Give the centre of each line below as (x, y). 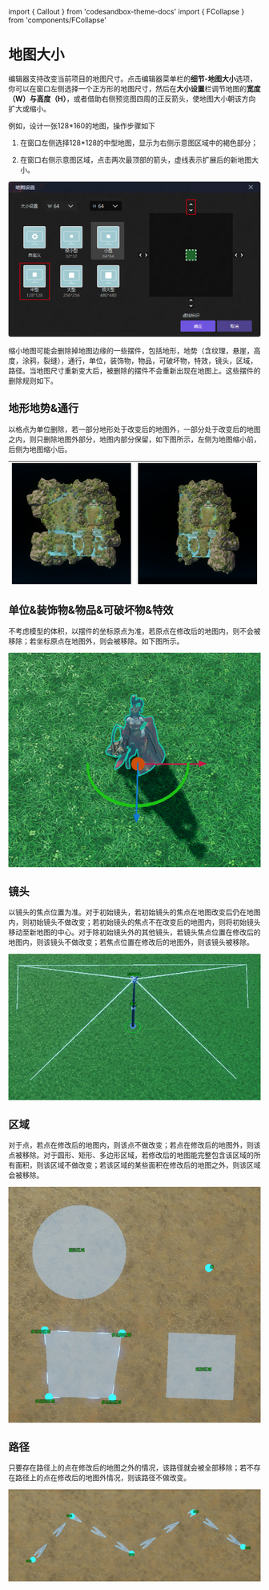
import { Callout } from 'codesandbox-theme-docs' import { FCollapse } (126, 12)
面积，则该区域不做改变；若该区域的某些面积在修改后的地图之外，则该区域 (138, 1165)
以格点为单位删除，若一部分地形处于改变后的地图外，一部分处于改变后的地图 (134, 429)
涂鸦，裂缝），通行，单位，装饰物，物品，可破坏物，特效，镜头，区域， (140, 361)
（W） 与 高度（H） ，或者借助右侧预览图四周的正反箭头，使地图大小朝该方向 (132, 99)
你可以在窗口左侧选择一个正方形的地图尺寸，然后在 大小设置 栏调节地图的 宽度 (134, 88)
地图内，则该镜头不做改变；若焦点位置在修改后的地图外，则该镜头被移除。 (131, 942)
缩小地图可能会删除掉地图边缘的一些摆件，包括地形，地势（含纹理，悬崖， (131, 350)
